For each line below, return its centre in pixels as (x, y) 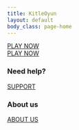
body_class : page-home (39, 26)
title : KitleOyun (32, 13)
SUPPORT (22, 86)
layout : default (30, 20)
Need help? (26, 71)
